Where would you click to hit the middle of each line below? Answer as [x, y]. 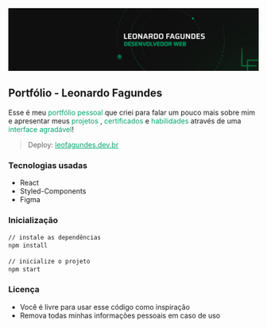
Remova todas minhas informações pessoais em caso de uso [120, 315]
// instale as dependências [55, 238]
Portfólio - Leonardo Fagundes [85, 94]
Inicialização [33, 221]
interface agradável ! [41, 129]
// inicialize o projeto [49, 262]
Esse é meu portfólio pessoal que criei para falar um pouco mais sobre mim [132, 112]
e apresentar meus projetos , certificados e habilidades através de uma [125, 121]
